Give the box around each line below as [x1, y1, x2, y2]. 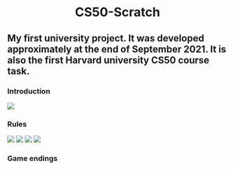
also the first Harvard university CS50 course [7, 54, 210, 66]
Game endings [7, 154, 58, 164]
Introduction [7, 86, 50, 96]
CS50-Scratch [74, 4, 161, 20]
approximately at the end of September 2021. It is [7, 43, 227, 55]
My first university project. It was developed [7, 32, 204, 44]
